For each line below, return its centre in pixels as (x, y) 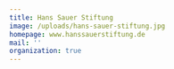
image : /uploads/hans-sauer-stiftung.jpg (87, 26)
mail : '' (25, 43)
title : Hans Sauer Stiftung (62, 17)
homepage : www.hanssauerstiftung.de (77, 34)
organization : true (46, 51)
